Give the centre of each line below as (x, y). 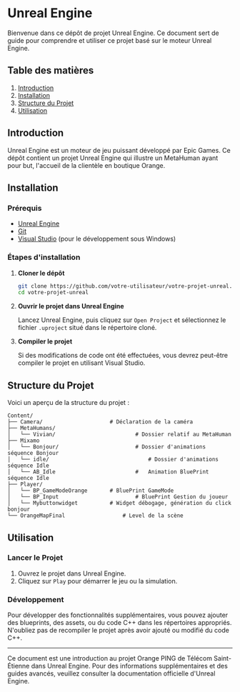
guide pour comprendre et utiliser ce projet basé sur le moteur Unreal (110, 40)
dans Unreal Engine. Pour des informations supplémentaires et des (130, 666)
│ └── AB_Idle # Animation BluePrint (108, 472)
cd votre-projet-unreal (53, 293)
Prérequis (25, 208)
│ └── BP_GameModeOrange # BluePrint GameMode (91, 491)
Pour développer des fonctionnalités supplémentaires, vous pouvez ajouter (118, 615)
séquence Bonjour (33, 453)
